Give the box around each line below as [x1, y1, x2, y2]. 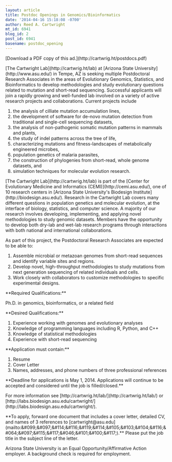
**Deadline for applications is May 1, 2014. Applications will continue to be [5, 377, 164, 383]
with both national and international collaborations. [5, 227, 112, 233]
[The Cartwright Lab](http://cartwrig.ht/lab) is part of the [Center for [5, 178, 150, 184]
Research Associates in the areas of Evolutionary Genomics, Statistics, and [5, 76, 164, 82]
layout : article [5, 7, 40, 13]
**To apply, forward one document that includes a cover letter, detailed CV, [5, 413, 166, 419]
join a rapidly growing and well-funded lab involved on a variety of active [5, 92, 160, 98]
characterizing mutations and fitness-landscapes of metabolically [12, 140, 152, 147]
